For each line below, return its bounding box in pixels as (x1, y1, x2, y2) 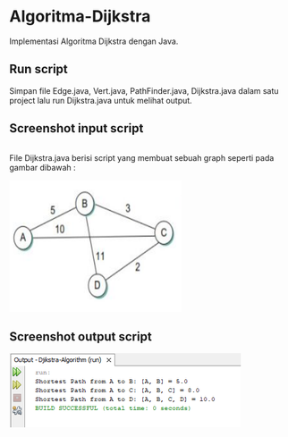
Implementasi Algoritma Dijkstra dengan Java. (9, 36, 179, 46)
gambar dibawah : (9, 162, 76, 172)
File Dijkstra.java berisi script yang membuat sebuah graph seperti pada (9, 152, 275, 163)
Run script (9, 62, 69, 77)
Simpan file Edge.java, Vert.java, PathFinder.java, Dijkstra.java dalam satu (9, 85, 279, 96)
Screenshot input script (9, 121, 144, 136)
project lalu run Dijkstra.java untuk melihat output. (9, 95, 192, 105)
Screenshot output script (9, 329, 152, 344)
